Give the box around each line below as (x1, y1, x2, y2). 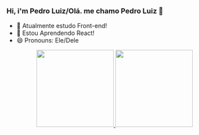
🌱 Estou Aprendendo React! (16, 29, 95, 37)
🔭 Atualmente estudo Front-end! (16, 22, 108, 30)
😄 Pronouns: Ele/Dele (16, 36, 80, 45)
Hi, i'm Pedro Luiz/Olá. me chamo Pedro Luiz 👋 (6, 6, 164, 16)
